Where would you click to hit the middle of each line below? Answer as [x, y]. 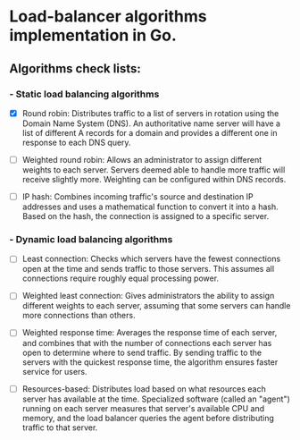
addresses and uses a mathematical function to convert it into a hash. [150, 207]
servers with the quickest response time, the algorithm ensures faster [150, 362]
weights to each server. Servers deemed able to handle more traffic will [154, 170]
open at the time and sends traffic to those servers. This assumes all [148, 269]
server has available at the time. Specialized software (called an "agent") [156, 399]
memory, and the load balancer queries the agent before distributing [148, 418]
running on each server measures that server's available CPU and [143, 408]
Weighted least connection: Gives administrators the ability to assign [148, 296]
